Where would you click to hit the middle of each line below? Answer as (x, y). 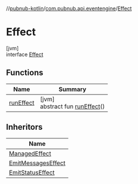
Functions (25, 73)
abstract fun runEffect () (73, 106)
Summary (72, 89)
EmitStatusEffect (32, 172)
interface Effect (25, 54)
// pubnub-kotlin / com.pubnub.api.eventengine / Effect (69, 8)
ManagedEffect (30, 153)
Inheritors (24, 127)
